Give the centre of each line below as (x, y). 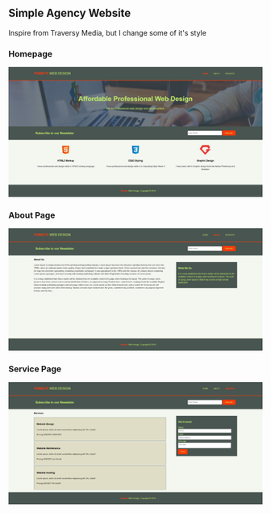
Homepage (30, 53)
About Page (32, 215)
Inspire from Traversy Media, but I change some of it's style (108, 32)
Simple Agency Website (70, 13)
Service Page (35, 369)
